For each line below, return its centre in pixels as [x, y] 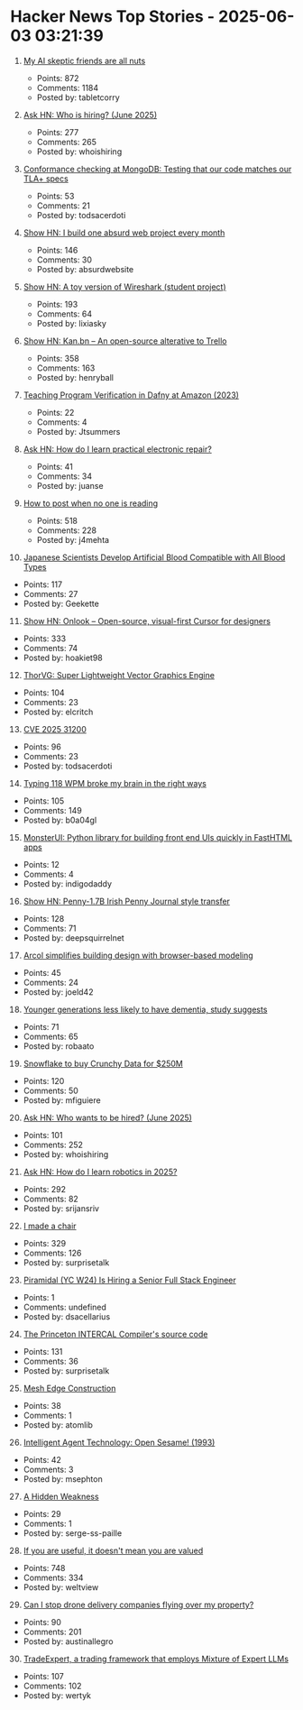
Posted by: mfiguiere [62, 1100]
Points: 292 [45, 1189]
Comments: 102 [52, 1686]
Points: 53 [55, 196]
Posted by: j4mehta [73, 539]
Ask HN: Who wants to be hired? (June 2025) [108, 1117]
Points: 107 [43, 1676]
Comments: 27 [50, 593]
